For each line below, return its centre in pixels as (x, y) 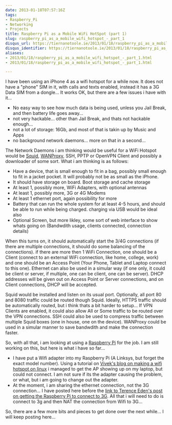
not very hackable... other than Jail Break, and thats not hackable (81, 119)
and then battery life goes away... (48, 113)
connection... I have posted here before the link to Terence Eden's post (88, 391)
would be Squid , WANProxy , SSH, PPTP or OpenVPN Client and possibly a (83, 156)
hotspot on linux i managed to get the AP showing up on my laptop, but (88, 369)
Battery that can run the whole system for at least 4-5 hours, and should (89, 204)
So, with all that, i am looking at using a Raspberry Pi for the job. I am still (82, 343)
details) (21, 231)
